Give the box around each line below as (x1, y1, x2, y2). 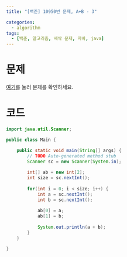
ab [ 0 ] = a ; (37, 207, 64, 214)
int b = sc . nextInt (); (37, 197, 93, 203)
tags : (6, 30, 19, 36)
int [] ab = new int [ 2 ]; (27, 169, 85, 176)
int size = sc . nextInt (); (27, 175, 91, 181)
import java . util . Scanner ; (6, 126, 72, 132)
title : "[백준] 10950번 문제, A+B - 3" (6, 8, 98, 15)
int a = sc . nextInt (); (37, 191, 93, 197)
